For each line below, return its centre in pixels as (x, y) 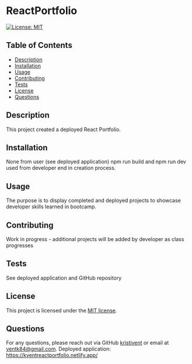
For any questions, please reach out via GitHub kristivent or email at (88, 343)
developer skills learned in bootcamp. (51, 207)
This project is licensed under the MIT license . (62, 310)
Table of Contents (39, 45)
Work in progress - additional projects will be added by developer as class (95, 239)
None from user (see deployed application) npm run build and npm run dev (96, 162)
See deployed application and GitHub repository (64, 278)
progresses (20, 245)
